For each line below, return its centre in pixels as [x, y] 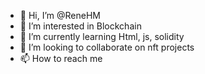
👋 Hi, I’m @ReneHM [60, 15]
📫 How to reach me [61, 58]
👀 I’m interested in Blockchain [80, 26]
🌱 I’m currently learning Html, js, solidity [102, 36]
